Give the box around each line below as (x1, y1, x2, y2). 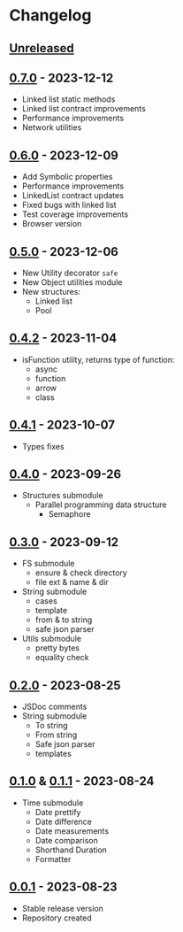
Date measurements (34, 825, 109, 836)
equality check (34, 652, 90, 663)
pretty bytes (34, 643, 80, 653)
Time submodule (21, 797, 84, 808)
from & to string (34, 614, 93, 625)
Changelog (9, 5, 92, 26)
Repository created (21, 913, 93, 923)
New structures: (21, 287, 81, 297)
